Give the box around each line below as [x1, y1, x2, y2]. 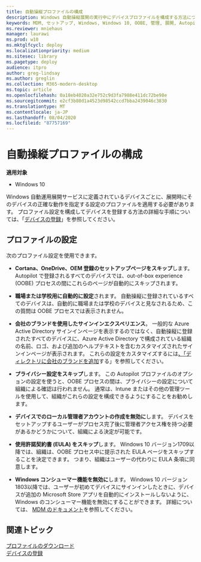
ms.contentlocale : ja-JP [6, 109, 68, 115]
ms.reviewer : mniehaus [6, 25, 63, 32]
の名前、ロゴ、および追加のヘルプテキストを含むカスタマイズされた [14, 342, 182, 349]
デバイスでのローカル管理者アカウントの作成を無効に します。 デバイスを [14, 413, 194, 420]
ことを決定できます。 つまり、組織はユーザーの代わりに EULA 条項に [20, 455, 190, 463]
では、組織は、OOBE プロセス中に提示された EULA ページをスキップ [20, 448, 190, 455]
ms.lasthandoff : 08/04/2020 [6, 114, 77, 120]
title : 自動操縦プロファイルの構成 [6, 8, 83, 15]
